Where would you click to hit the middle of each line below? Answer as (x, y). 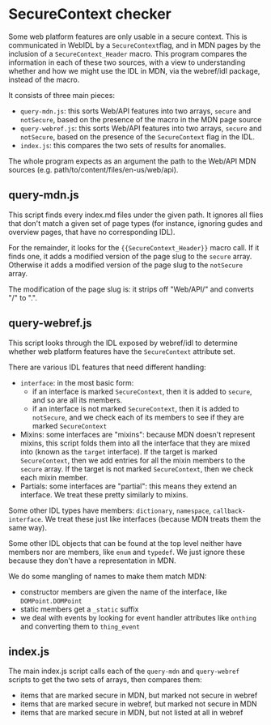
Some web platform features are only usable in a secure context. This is (128, 36)
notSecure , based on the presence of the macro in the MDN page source (141, 119)
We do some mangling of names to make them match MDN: (108, 576)
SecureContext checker (90, 14)
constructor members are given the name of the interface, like (123, 591)
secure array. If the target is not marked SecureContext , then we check (137, 469)
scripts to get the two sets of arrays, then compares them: (105, 680)
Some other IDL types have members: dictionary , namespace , (110, 510)
